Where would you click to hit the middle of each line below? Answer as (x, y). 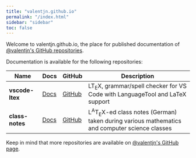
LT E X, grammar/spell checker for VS (138, 87)
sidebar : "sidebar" (30, 22)
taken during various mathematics (135, 121)
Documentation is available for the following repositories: (74, 62)
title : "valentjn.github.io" (41, 11)
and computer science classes (130, 128)
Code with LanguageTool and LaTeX (137, 94)
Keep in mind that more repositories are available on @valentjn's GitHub (92, 142)
